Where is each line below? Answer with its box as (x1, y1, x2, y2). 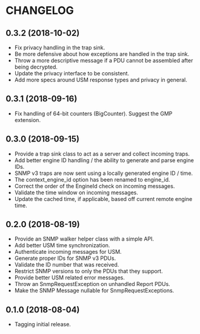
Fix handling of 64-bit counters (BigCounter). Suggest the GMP (14, 110, 173, 117)
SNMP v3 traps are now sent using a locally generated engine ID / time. (14, 169, 193, 177)
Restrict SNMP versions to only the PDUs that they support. (14, 268, 163, 275)
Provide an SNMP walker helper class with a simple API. (14, 235, 155, 243)
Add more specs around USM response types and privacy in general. (14, 77, 187, 83)
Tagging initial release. (14, 321, 71, 328)
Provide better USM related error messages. (14, 274, 125, 281)
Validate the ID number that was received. (14, 261, 119, 268)
